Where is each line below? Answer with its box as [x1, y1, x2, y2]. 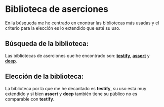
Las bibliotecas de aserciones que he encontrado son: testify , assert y [5, 53, 150, 58]
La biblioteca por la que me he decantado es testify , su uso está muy [5, 85, 147, 91]
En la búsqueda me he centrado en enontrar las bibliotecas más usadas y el [5, 20, 159, 26]
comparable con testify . [5, 96, 55, 102]
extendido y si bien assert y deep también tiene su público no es [5, 91, 137, 97]
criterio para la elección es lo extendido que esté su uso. [5, 25, 121, 31]
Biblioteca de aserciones [5, 3, 109, 15]
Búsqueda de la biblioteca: [5, 40, 89, 48]
